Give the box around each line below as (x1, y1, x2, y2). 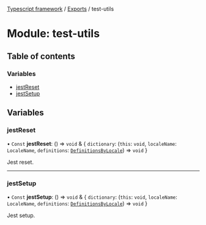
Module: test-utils (7, 27, 100, 40)
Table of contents (7, 51, 75, 61)
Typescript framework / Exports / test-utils (7, 6, 114, 12)
